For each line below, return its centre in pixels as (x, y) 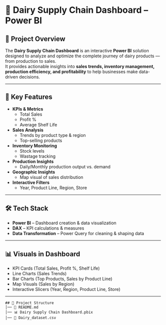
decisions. (30, 77)
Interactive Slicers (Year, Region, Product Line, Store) (66, 289)
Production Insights (33, 161)
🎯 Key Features (29, 97)
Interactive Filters (31, 182)
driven (12, 77)
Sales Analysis (28, 130)
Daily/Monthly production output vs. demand (65, 166)
